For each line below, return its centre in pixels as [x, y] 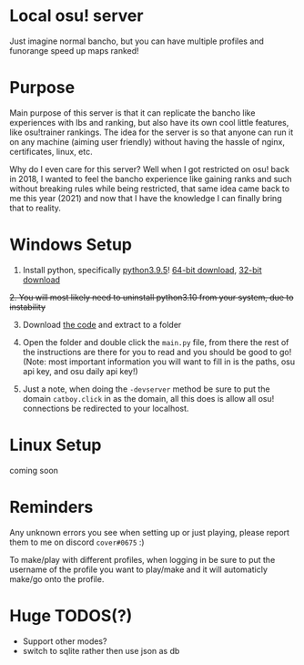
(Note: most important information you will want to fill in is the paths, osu [159, 362]
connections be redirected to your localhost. [106, 408]
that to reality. [35, 208]
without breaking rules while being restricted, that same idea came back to [149, 189]
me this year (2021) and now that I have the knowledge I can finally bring [146, 198]
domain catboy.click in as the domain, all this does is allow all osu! [148, 398]
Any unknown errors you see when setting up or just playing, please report [149, 532]
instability [28, 307]
